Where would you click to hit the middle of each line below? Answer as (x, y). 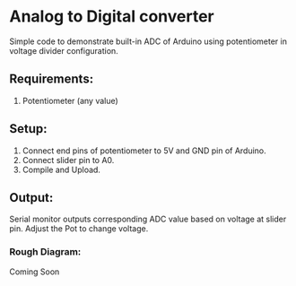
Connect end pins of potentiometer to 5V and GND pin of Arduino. (144, 151)
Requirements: (52, 79)
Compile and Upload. (61, 169)
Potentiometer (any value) (70, 100)
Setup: (28, 129)
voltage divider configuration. (64, 50)
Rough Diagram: (45, 252)
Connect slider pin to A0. (68, 160)
